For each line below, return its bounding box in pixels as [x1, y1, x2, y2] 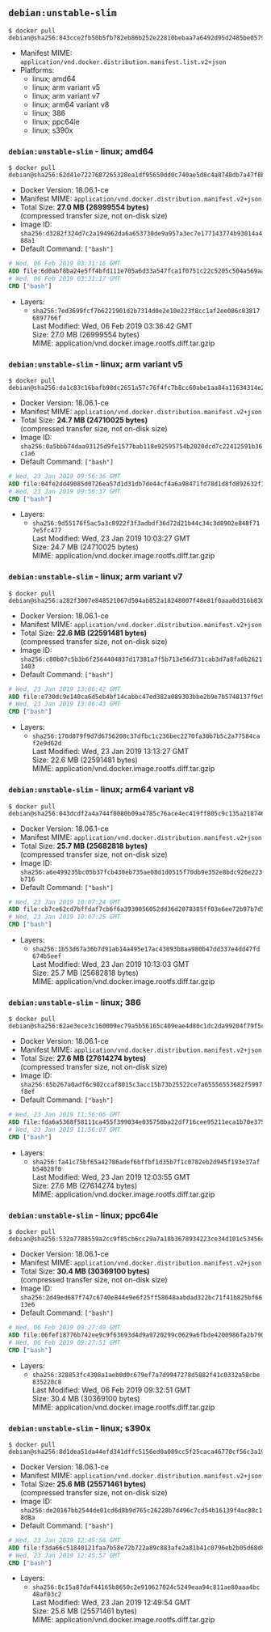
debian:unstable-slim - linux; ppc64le [8, 1210, 159, 1221]
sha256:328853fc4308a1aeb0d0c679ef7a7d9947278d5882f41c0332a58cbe [31, 1371, 261, 1379]
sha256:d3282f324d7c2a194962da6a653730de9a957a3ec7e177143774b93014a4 [19, 230, 263, 238]
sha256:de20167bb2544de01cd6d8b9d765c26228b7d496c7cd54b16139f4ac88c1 [19, 1506, 263, 1515]
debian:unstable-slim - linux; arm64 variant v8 [8, 784, 195, 795]
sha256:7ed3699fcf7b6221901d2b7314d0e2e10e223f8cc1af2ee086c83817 [31, 307, 261, 315]
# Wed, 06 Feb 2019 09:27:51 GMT [8, 1338, 121, 1346]
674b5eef [31, 952, 62, 960]
